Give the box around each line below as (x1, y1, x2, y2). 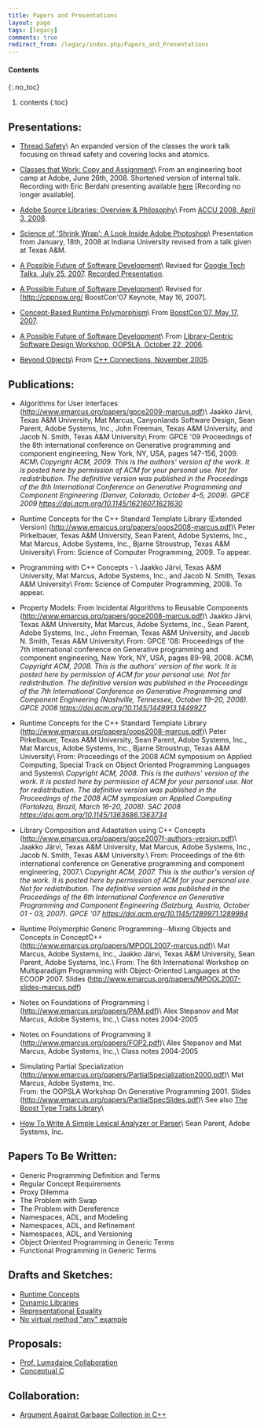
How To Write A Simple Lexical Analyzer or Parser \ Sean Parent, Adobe (19, 1118, 251, 1128)
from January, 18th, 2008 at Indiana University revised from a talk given (19, 237, 251, 247)
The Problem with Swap (19, 1195, 97, 1205)
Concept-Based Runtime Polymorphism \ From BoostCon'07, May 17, (19, 308, 240, 317)
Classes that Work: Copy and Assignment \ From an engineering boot (19, 165, 242, 174)
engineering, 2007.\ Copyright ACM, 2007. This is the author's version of (19, 867, 255, 876)
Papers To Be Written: (8, 1150, 118, 1163)
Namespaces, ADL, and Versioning (19, 1229, 133, 1238)
